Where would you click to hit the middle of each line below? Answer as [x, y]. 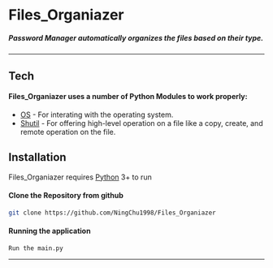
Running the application [50, 231]
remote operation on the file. [68, 132]
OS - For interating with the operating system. [97, 115]
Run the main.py [36, 248]
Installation [37, 157]
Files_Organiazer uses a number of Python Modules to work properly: [128, 97]
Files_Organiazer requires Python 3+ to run [80, 177]
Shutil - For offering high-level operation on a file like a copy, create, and [141, 123]
